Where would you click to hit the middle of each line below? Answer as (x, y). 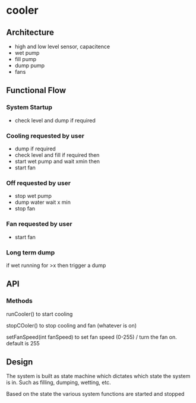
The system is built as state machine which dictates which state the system (98, 376)
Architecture (30, 32)
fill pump (26, 59)
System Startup (29, 108)
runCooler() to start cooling (39, 314)
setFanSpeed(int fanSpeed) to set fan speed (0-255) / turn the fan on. (91, 337)
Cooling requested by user (45, 136)
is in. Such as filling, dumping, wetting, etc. (59, 382)
